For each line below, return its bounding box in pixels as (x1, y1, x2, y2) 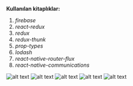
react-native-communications (14, 61, 90, 69)
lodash (14, 49, 32, 56)
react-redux (14, 23, 45, 30)
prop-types (14, 42, 43, 49)
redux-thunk (14, 36, 46, 43)
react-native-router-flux (14, 55, 75, 62)
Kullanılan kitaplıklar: (6, 5, 60, 12)
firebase (14, 17, 36, 23)
